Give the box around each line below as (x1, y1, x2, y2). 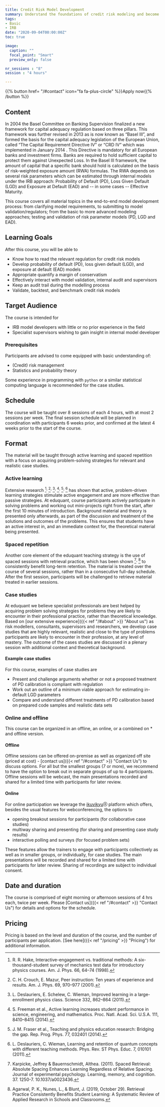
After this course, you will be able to (5, 246, 78, 252)
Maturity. (5, 189, 24, 195)
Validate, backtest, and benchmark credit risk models (12, 287, 120, 293)
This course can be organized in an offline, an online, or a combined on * (5, 726, 153, 732)
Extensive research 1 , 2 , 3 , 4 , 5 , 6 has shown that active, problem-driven (5, 486, 147, 493)
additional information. (5, 943, 51, 949)
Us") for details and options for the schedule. (5, 905, 97, 911)
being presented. (5, 529, 40, 535)
